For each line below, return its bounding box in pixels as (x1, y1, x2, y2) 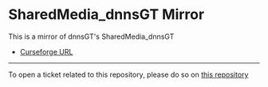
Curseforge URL (19, 47, 73, 56)
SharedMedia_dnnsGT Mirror (8, 6, 205, 24)
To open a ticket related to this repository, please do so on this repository (8, 70, 249, 79)
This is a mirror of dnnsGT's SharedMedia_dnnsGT (8, 32, 175, 41)
